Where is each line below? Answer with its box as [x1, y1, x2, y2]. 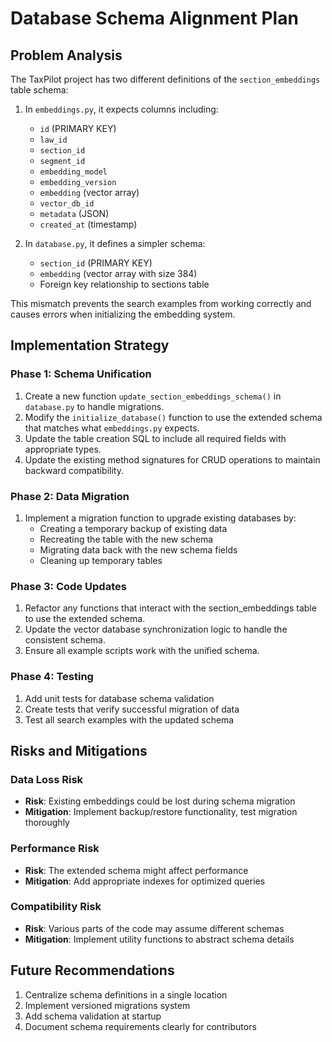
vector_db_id [39, 199, 95, 209]
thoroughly [24, 817, 70, 829]
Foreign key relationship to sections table [39, 278, 210, 290]
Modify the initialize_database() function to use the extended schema [24, 411, 323, 423]
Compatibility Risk [10, 900, 102, 914]
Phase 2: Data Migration [10, 489, 130, 503]
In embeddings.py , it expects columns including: [24, 103, 219, 115]
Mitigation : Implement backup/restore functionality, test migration [24, 806, 298, 818]
